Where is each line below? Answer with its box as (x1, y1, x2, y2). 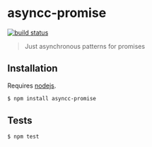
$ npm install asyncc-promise (7, 95, 97, 102)
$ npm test (7, 133, 40, 141)
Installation (7, 62, 58, 75)
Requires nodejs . (7, 81, 57, 90)
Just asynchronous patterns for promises (24, 42, 146, 50)
